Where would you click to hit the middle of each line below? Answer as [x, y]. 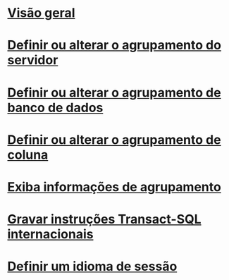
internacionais [50, 235]
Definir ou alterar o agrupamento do [114, 45]
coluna [28, 155]
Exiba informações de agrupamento [114, 187]
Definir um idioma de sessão [92, 267]
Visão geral [41, 13]
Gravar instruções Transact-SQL [105, 219]
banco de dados [55, 108]
